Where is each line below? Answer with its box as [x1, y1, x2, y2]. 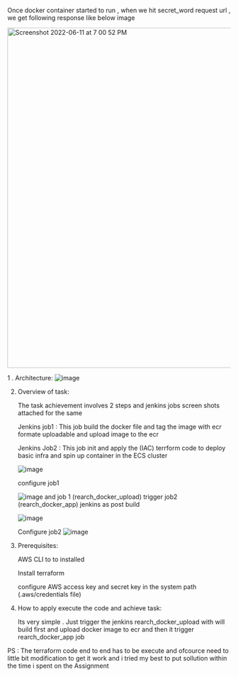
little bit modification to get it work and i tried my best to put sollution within [7, 654, 227, 662]
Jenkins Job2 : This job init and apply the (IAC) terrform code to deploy [17, 444, 226, 452]
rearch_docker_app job [17, 633, 85, 641]
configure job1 [17, 479, 59, 487]
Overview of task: [17, 387, 69, 396]
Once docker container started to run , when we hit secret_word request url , [7, 6, 231, 14]
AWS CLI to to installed [17, 555, 85, 563]
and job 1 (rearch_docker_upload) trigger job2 [45, 492, 178, 501]
